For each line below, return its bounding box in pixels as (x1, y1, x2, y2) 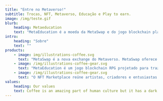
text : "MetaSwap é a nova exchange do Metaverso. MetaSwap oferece (17, 57, 158, 62)
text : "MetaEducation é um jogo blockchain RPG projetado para (17, 66, 149, 71)
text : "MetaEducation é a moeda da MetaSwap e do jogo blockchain (14, 30, 151, 34)
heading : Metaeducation (14, 25, 62, 30)
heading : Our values (14, 84, 55, 89)
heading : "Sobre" (14, 39, 49, 44)
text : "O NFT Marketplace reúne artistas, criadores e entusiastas (17, 75, 158, 80)
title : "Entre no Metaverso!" (5, 7, 66, 12)
